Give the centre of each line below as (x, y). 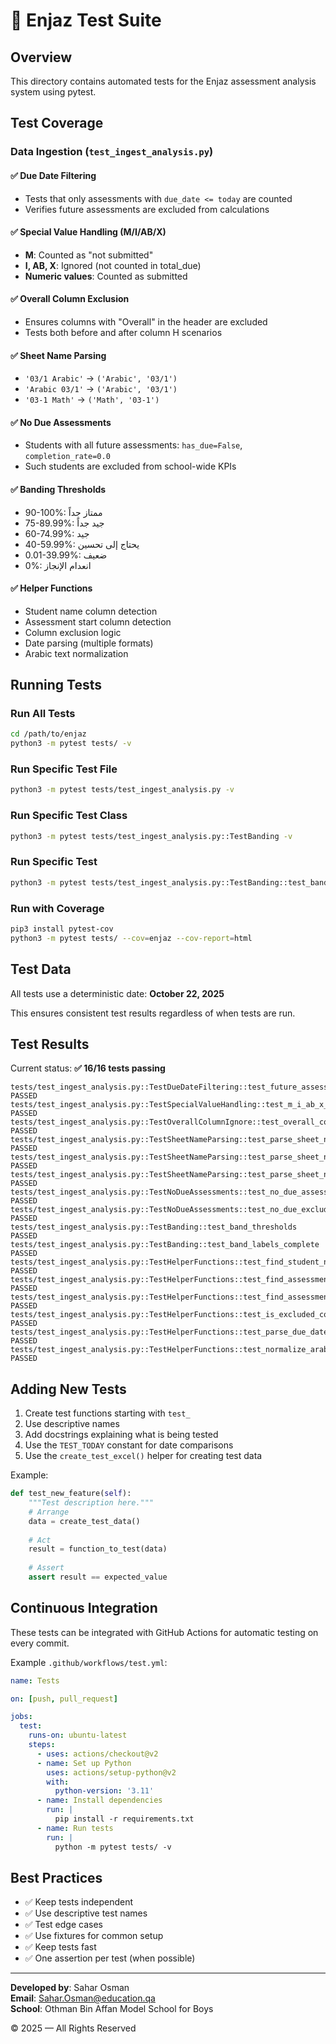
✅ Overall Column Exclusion (70, 299)
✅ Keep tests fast (60, 1947)
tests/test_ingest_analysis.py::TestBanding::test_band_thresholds (154, 1227)
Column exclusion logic (73, 632)
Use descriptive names (72, 1424)
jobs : (21, 1717)
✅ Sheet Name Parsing (58, 355)
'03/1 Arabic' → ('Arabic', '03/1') (101, 378)
